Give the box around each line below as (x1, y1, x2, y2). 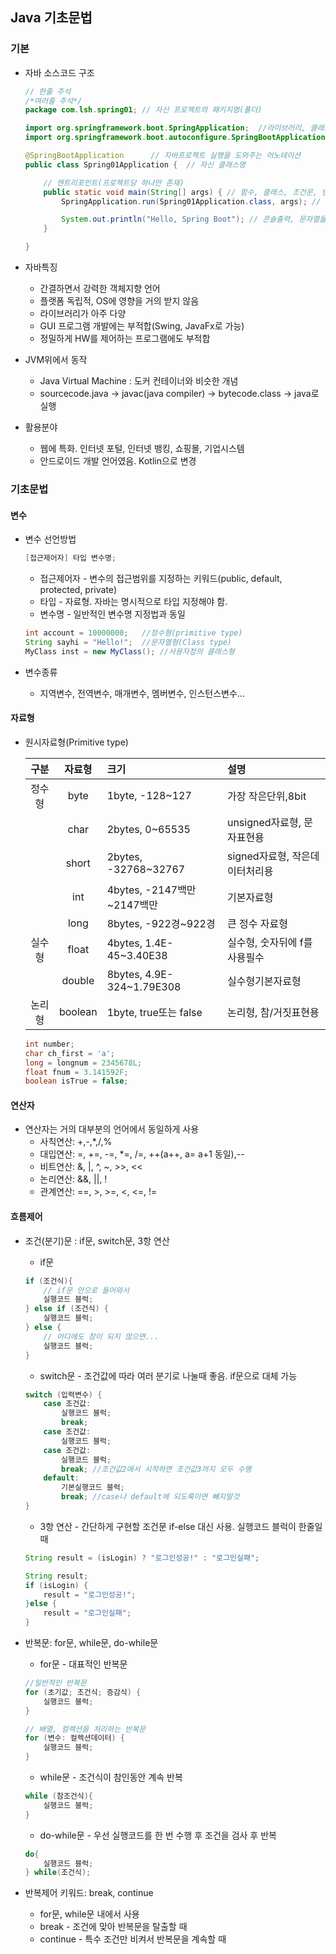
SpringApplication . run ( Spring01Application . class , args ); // (61, 196, 322, 207)
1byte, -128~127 (106, 788, 192, 802)
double (61, 973, 95, 987)
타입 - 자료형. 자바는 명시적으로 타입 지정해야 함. (39, 596, 228, 608)
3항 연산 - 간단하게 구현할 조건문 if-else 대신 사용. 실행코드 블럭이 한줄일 (39, 1520, 323, 1532)
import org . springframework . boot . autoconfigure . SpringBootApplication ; (24, 133, 330, 143)
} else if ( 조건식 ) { (24, 1304, 109, 1314)
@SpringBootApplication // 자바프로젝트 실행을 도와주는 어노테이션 (24, 151, 302, 161)
